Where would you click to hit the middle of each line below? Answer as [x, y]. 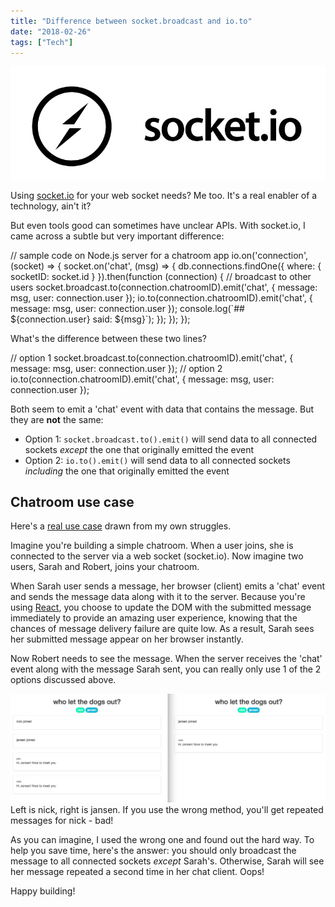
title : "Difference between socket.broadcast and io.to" [131, 21]
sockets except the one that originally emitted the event [139, 449]
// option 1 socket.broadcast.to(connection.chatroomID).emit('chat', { [152, 357]
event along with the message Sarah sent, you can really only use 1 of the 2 [166, 669]
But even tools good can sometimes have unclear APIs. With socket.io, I [158, 225]
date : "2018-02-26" [51, 31]
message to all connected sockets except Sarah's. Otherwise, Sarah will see [167, 861]
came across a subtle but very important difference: [117, 236]
